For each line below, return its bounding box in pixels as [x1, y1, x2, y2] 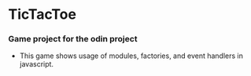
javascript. [19, 60, 54, 69]
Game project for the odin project [8, 34, 138, 45]
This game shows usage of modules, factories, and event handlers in [19, 51, 244, 60]
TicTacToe [8, 5, 77, 24]
